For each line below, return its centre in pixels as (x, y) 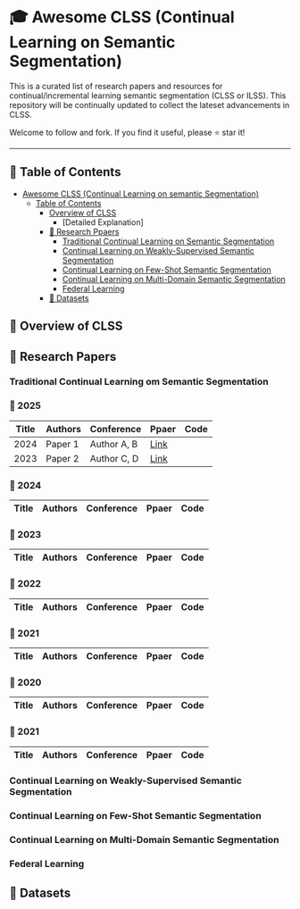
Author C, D (114, 458)
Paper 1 (62, 444)
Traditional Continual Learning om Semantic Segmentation (139, 382)
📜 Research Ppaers (84, 231)
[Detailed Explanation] (103, 222)
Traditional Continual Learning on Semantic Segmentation (168, 241)
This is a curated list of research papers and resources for (116, 86)
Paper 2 (62, 458)
